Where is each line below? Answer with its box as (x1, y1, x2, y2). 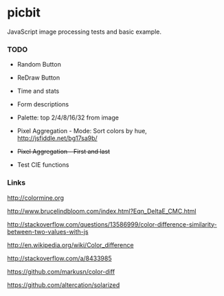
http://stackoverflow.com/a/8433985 (7, 254, 112, 262)
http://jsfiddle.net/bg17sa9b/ (16, 134, 98, 142)
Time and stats (16, 87, 60, 95)
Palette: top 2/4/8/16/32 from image (16, 113, 119, 122)
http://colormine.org (7, 194, 64, 202)
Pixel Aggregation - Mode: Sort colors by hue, (16, 127, 148, 135)
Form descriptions (16, 100, 69, 109)
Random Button (16, 60, 62, 69)
